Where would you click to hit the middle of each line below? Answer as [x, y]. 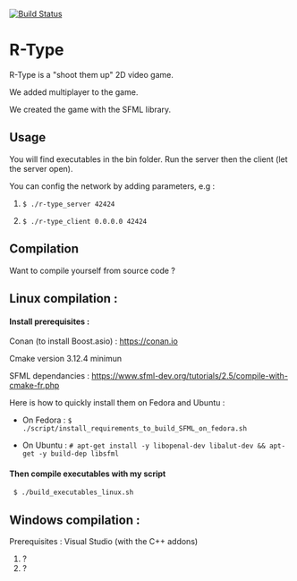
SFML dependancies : [50, 376]
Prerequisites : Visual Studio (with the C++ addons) [104, 542]
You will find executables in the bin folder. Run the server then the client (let [148, 159]
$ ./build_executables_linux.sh [73, 492]
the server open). [41, 168]
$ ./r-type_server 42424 [68, 204]
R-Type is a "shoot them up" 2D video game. [92, 74]
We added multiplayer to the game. [74, 92]
